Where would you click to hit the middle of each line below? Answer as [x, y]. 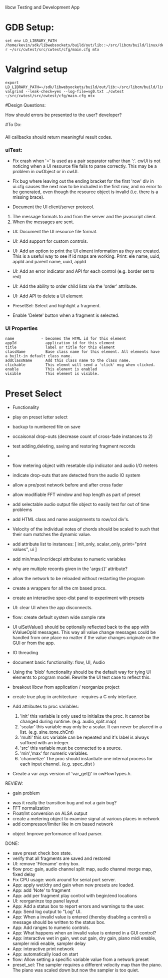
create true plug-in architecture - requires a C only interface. [75, 697]
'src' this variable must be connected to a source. [71, 748]
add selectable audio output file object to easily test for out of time [81, 505]
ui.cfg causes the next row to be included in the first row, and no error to [87, 187]
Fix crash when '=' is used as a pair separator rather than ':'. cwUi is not [86, 161]
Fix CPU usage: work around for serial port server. [64, 880]
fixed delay [24, 874]
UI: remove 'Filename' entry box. [46, 864]
